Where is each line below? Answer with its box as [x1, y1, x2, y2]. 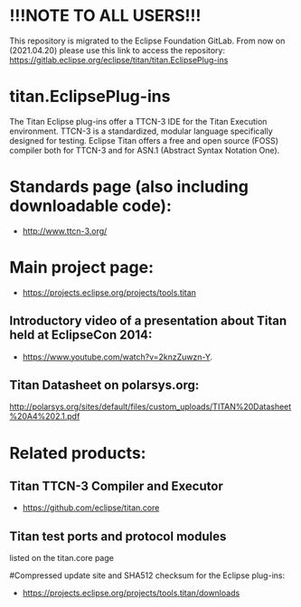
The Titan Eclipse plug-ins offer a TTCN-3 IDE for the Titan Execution [9, 116, 268, 126]
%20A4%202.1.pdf [9, 411, 80, 422]
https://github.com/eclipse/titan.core [22, 502, 160, 513]
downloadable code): [9, 196, 172, 217]
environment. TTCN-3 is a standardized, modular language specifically [9, 126, 273, 136]
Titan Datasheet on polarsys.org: [9, 377, 200, 393]
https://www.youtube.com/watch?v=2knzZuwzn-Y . [22, 351, 213, 362]
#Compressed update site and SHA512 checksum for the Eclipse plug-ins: [9, 570, 286, 581]
